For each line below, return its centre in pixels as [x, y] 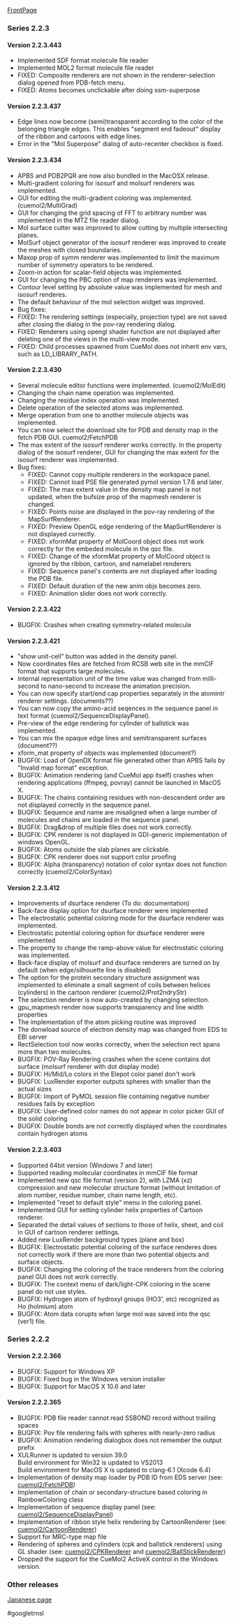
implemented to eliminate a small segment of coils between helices [114, 985]
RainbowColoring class [50, 1500]
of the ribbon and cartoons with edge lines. [79, 136]
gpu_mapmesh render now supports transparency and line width [110, 1007]
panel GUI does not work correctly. [68, 1277]
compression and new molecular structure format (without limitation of [119, 1187]
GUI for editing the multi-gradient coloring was [85, 198]
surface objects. [41, 1262]
